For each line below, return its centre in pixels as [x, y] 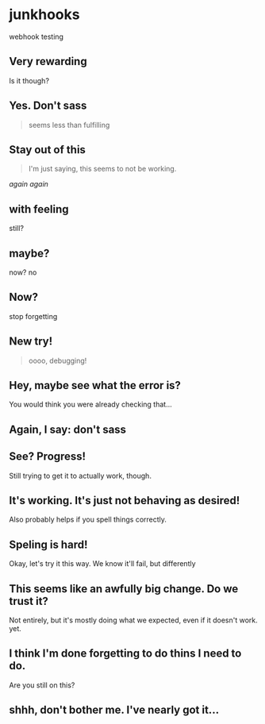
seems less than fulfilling [69, 125]
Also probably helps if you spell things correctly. [88, 520]
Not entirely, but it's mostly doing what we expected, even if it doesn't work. [134, 620]
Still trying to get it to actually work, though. [80, 476]
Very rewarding [48, 62]
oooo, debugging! [58, 360]
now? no [23, 272]
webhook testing [36, 37]
